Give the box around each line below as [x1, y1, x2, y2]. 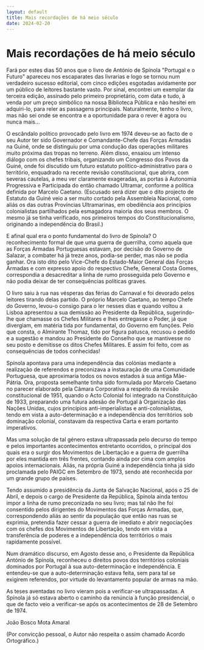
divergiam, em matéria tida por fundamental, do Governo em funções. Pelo [6, 322, 194, 329]
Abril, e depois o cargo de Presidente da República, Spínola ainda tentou [6, 493, 188, 500]
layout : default [6, 9, 47, 15]
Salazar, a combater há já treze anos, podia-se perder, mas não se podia [6, 252, 189, 259]
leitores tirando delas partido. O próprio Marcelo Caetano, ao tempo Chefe [6, 296, 193, 303]
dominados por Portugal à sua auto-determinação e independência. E [6, 563, 181, 570]
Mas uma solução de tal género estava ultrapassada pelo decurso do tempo [6, 436, 197, 443]
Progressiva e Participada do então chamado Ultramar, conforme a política [6, 182, 194, 189]
